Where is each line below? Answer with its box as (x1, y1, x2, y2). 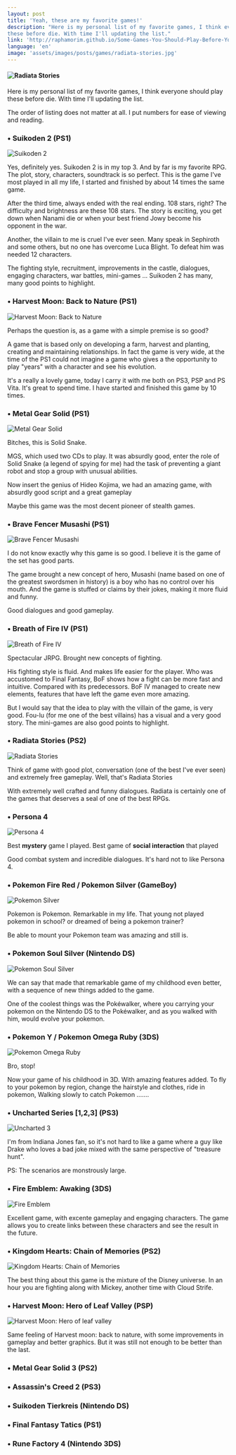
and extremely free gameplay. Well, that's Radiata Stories (7, 773, 173, 781)
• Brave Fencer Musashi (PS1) (7, 519, 110, 529)
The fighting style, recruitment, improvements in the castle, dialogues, (7, 264, 211, 272)
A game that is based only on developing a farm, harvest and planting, (7, 340, 211, 348)
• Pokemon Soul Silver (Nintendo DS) (7, 949, 136, 959)
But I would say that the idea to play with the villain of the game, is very (7, 703, 213, 712)
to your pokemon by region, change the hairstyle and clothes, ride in (7, 1083, 205, 1091)
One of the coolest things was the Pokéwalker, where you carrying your (7, 999, 214, 1008)
